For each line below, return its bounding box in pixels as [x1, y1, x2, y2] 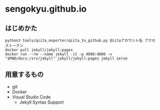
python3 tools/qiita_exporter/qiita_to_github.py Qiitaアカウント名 [5, 38, 143, 43]
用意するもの [5, 71, 44, 79]
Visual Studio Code [12, 94, 51, 100]
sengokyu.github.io [5, 3, 87, 15]
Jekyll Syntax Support [19, 99, 64, 105]
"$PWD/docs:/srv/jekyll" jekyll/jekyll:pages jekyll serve [5, 56, 128, 61]
